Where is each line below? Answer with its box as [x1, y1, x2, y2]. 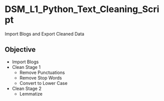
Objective [5, 45, 36, 54]
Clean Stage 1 [12, 64, 41, 70]
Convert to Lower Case [19, 80, 68, 86]
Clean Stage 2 [12, 85, 42, 91]
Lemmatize [19, 90, 43, 96]
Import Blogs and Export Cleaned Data [5, 31, 85, 37]
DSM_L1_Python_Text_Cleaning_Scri [5, 4, 159, 15]
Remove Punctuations [19, 69, 65, 75]
